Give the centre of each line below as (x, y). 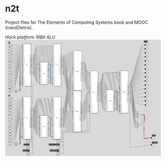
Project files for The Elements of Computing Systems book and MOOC (77, 22)
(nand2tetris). (19, 27)
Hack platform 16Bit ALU (30, 37)
